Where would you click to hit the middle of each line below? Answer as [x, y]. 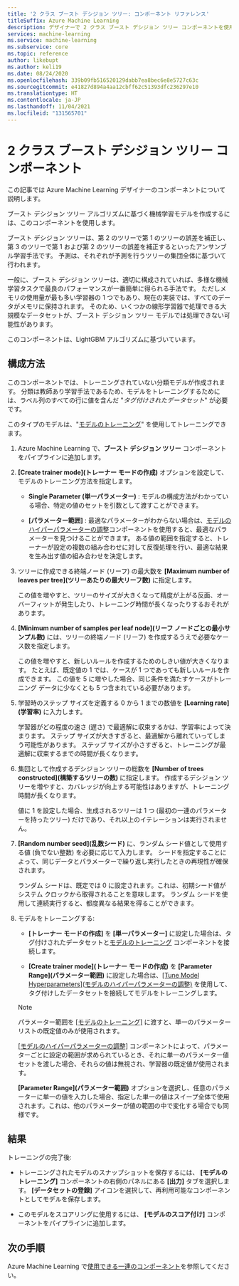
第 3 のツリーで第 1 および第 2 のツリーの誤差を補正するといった [102, 246]
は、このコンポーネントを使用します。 [63, 222]
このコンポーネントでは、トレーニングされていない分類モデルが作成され [113, 382]
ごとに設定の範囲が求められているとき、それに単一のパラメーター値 [129, 1055]
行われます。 [26, 264]
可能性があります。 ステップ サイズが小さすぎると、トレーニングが [122, 744]
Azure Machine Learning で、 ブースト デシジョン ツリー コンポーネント [122, 448]
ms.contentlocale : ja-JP [44, 100]
